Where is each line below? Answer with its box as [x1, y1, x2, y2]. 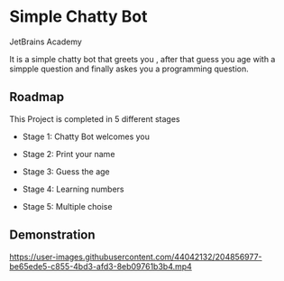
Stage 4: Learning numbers [22, 183, 124, 194]
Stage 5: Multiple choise [22, 201, 113, 211]
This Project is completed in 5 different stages [9, 113, 180, 124]
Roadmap [9, 89, 65, 105]
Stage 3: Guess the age [22, 165, 110, 177]
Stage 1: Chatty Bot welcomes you [22, 131, 151, 142]
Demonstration [9, 228, 96, 243]
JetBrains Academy [9, 36, 83, 47]
